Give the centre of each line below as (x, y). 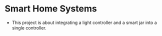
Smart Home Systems (51, 9)
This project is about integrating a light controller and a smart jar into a (84, 22)
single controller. (29, 27)
